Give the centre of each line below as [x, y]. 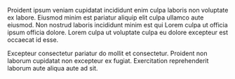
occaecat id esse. [33, 40]
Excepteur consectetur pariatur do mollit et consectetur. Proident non [107, 53]
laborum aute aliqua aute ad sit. [53, 68]
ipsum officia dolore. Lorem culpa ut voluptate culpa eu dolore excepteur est [118, 32]
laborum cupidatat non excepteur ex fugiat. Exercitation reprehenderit [108, 61]
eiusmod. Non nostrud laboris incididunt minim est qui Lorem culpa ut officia [117, 25]
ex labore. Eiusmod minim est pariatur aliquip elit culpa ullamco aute [106, 17]
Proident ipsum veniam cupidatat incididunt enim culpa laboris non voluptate [118, 10]
